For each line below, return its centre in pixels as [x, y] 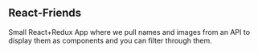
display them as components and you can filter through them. [111, 40]
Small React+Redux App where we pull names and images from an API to [129, 32]
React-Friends [45, 13]
